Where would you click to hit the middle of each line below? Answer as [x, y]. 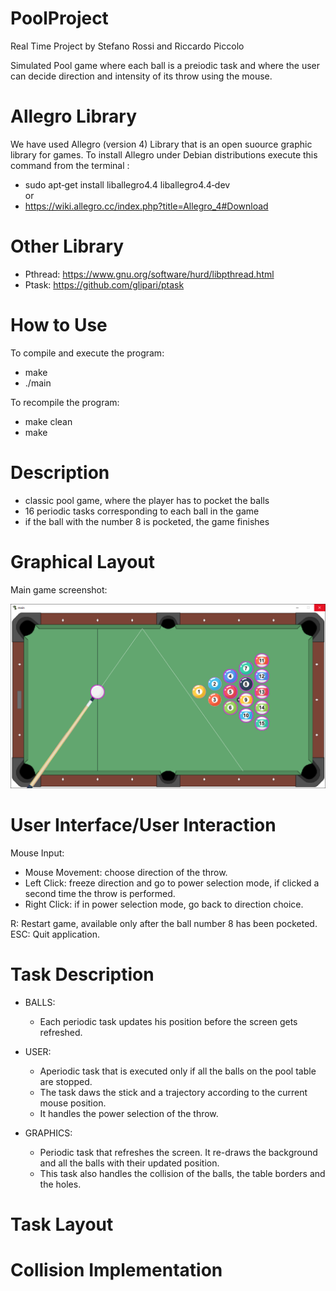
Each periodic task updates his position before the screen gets [168, 1021]
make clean [48, 421]
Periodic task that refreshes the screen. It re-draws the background [178, 1152]
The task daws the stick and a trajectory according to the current [173, 1092]
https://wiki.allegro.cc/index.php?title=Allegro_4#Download [146, 206]
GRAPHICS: [48, 1133]
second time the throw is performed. [100, 893]
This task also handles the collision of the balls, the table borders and [182, 1173]
